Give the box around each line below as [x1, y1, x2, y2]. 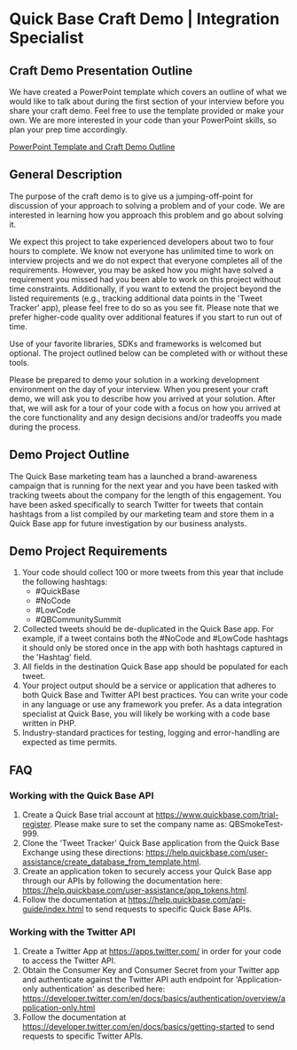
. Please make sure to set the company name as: [50, 819, 228, 830]
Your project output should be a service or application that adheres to [21, 680, 277, 691]
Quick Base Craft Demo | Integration [9, 9, 280, 29]
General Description [9, 167, 122, 182]
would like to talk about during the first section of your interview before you [9, 96, 285, 107]
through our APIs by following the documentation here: [21, 875, 223, 887]
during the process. [9, 422, 82, 432]
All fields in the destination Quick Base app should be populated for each [21, 661, 288, 672]
